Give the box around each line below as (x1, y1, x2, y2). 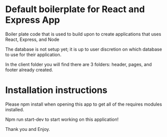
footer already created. (5, 67, 53, 73)
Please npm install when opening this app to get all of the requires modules (5, 101, 162, 107)
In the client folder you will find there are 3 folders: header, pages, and (5, 61, 152, 67)
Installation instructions (5, 84, 108, 96)
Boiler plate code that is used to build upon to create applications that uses (5, 31, 161, 37)
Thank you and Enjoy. (5, 126, 51, 132)
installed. (5, 106, 24, 112)
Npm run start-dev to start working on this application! (5, 116, 119, 122)
